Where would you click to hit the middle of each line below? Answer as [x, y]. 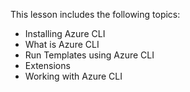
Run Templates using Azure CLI [89, 55]
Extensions [47, 65]
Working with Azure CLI [73, 76]
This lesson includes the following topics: [95, 14]
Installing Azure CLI [65, 33]
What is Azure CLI [62, 44]
